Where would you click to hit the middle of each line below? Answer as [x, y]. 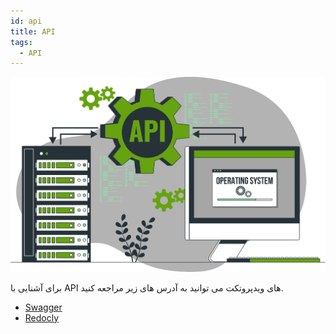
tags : [21, 42]
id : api [26, 21]
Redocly [42, 317]
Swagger [43, 307]
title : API [33, 31]
